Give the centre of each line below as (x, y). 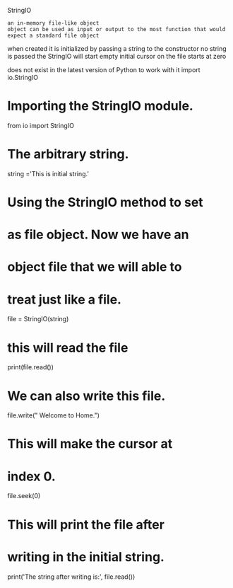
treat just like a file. (65, 299)
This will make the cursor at (90, 444)
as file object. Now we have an (98, 235)
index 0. (32, 476)
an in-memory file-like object (53, 23)
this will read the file (68, 348)
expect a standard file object (53, 35)
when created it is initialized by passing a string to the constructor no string (117, 48)
